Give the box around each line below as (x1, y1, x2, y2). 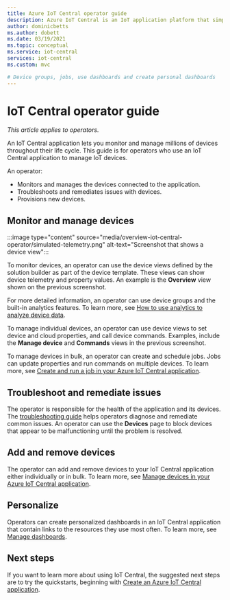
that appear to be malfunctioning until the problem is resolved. (7, 427, 183, 435)
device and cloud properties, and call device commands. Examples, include (7, 331, 220, 340)
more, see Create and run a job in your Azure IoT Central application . (7, 367, 201, 375)
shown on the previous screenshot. (7, 283, 107, 291)
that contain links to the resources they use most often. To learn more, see (7, 525, 217, 533)
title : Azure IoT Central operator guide (7, 10, 127, 17)
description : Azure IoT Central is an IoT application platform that (7, 16, 210, 23)
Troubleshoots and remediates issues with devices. (16, 188, 162, 196)
